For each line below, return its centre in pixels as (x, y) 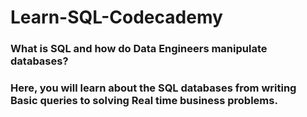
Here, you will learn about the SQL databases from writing (153, 88)
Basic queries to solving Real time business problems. (144, 101)
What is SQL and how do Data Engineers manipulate (139, 49)
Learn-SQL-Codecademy (116, 17)
